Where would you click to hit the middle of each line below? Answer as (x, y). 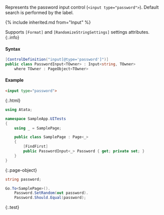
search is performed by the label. (39, 13)
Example (15, 80)
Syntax (13, 49)
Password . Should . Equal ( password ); (50, 198)
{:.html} (13, 100)
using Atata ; (19, 110)
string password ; (23, 179)
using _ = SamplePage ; (38, 128)
